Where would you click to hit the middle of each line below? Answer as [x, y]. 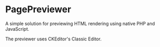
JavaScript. [17, 29]
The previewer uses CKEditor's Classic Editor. [53, 39]
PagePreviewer [38, 9]
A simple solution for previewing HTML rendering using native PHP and [80, 24]
